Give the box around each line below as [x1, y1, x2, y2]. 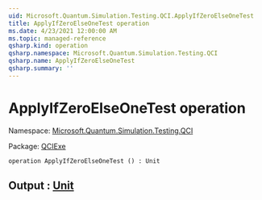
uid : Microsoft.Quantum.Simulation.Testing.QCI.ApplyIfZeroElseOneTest [8, 11, 254, 20]
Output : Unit [8, 179, 74, 193]
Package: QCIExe [8, 141, 66, 151]
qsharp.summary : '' [8, 65, 74, 73]
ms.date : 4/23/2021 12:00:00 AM [8, 27, 117, 35]
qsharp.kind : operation [8, 42, 89, 50]
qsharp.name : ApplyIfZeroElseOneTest [8, 57, 135, 65]
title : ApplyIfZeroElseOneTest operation [8, 19, 150, 27]
